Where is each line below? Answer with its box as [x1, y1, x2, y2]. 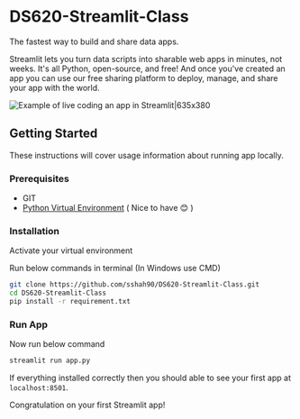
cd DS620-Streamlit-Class [9, 288, 106, 298]
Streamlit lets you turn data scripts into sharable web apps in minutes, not [9, 53, 283, 64]
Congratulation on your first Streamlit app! [9, 399, 166, 411]
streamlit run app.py [9, 356, 91, 366]
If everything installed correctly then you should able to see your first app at [9, 372, 291, 384]
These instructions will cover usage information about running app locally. [9, 150, 284, 160]
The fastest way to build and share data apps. [9, 36, 179, 47]
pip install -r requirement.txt [9, 297, 131, 306]
